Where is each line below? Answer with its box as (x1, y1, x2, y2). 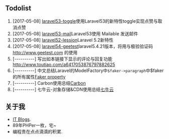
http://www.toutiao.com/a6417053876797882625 (12, 61, 116, 67)
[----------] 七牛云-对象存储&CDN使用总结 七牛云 (12, 86, 114, 92)
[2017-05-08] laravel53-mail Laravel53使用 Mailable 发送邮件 (12, 30, 138, 37)
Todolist (5, 4, 32, 13)
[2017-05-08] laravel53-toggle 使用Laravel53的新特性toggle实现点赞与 (12, 18, 158, 24)
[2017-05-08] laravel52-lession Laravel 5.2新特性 (12, 37, 114, 43)
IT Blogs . (12, 116, 31, 122)
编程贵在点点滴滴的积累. (12, 128, 63, 134)
